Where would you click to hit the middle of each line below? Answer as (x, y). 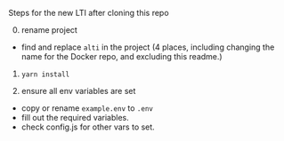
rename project (49, 30)
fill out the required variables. (75, 117)
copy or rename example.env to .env (87, 108)
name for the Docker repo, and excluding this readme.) (122, 56)
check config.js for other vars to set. (88, 127)
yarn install (45, 74)
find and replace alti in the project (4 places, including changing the (148, 47)
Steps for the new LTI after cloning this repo (89, 13)
